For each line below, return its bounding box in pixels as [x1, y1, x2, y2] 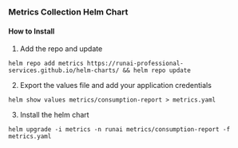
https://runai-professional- [86, 59, 184, 68]
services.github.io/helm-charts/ [8, 66, 120, 74]
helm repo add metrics [8, 59, 84, 68]
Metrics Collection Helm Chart [8, 6, 129, 18]
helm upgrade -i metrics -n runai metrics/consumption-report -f [8, 126, 230, 134]
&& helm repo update [122, 66, 192, 74]
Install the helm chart [19, 110, 89, 120]
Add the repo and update [19, 44, 103, 54]
